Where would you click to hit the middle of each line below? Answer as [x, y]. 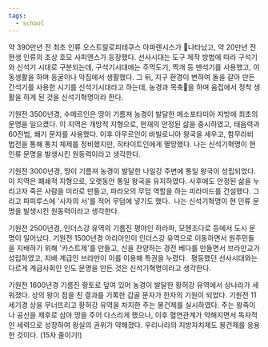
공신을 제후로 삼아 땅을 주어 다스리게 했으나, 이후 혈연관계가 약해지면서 [126, 315]
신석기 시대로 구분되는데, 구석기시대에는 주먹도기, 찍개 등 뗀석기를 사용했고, [134, 67]
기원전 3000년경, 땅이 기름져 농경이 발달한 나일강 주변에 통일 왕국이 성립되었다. [132, 171]
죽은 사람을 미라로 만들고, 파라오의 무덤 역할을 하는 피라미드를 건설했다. [140, 191]
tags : [17, 16]
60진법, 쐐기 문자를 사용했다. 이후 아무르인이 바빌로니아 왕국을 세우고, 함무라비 [131, 134]
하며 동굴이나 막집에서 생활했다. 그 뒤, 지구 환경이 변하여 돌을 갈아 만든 [146, 77]
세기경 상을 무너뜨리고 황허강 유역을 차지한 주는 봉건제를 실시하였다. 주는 [121, 305]
